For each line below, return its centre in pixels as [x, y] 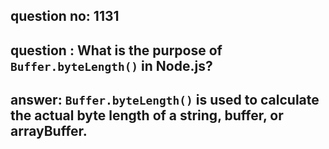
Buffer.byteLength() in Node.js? [111, 65]
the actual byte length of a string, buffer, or [147, 115]
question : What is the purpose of [116, 50]
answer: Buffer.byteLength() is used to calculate [165, 100]
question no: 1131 [65, 16]
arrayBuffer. [49, 131]
